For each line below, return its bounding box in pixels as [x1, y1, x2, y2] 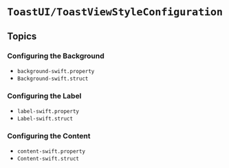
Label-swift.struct [17, 116, 74, 123]
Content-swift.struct [17, 156, 79, 162]
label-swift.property [17, 108, 79, 115]
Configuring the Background [7, 51, 105, 61]
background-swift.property [17, 67, 95, 74]
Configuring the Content [7, 132, 91, 141]
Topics [7, 30, 37, 42]
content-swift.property [17, 148, 86, 155]
